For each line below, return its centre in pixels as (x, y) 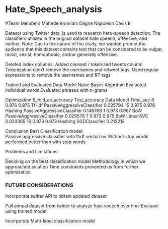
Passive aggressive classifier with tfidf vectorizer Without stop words (77, 136)
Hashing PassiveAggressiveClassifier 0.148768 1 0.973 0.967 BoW (74, 110)
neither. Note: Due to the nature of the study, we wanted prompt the (75, 43)
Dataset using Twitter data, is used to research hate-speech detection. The (83, 33)
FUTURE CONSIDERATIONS (39, 185)
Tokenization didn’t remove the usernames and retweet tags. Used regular (82, 70)
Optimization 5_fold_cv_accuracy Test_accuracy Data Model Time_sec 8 (80, 100)
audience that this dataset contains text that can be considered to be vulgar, (84, 49)
